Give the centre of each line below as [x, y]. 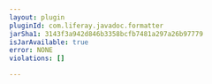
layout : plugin [37, 17]
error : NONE [31, 50]
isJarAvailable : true [49, 42]
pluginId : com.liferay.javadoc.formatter [87, 26]
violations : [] [37, 58]
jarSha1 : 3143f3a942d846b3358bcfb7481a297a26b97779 [106, 34]
